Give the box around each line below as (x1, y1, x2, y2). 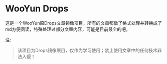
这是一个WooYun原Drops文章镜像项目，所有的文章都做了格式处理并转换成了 (5, 20, 162, 26)
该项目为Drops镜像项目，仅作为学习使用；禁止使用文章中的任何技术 (17, 47, 158, 53)
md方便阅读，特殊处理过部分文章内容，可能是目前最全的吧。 (5, 26, 130, 32)
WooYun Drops (5, 3, 69, 14)
